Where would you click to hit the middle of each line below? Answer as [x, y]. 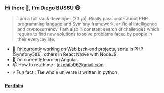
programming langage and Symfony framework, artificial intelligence [87, 24]
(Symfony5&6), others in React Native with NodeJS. [65, 54]
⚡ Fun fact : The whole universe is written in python [64, 72]
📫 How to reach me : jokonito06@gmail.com [58, 65]
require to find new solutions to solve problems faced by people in [84, 34]
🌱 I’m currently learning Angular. [45, 60]
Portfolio [14, 85]
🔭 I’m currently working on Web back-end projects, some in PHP [78, 49]
